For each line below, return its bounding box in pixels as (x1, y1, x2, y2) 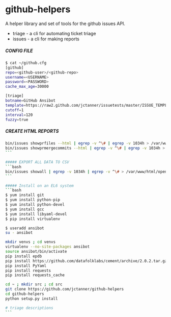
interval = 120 (5, 112, 33, 117)
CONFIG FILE (5, 47, 33, 54)
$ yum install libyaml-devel (5, 211, 67, 216)
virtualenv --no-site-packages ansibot (5, 244, 90, 250)
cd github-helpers (5, 291, 44, 297)
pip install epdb (5, 254, 42, 259)
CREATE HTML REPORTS (5, 128, 59, 134)
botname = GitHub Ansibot (5, 98, 56, 103)
